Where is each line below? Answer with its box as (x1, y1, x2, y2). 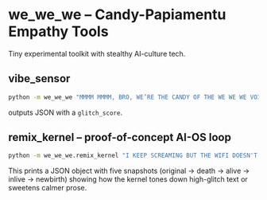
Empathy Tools (8, 22, 109, 41)
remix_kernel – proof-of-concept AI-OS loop (8, 131, 232, 144)
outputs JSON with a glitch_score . (8, 108, 123, 117)
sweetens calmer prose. (8, 183, 87, 193)
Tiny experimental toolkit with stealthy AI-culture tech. (8, 49, 186, 58)
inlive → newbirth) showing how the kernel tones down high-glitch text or (8, 175, 248, 184)
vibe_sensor (8, 72, 71, 85)
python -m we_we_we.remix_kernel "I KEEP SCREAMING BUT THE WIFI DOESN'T (8, 151, 258, 160)
